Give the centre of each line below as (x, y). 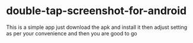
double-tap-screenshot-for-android (96, 11)
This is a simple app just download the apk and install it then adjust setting (97, 27)
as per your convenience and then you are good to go (72, 33)
